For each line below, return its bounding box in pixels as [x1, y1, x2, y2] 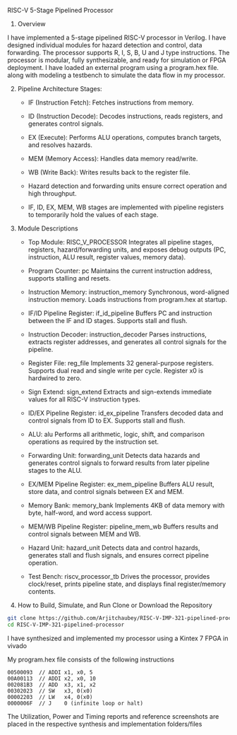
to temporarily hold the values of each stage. [28, 211, 159, 218]
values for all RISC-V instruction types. [28, 395, 141, 404]
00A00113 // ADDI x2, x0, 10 [7, 675, 97, 682]
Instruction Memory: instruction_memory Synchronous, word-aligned [28, 288, 229, 296]
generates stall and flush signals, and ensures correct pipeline [28, 551, 209, 559]
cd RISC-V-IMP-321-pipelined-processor [7, 621, 125, 628]
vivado [7, 641, 27, 649]
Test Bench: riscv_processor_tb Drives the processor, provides [28, 572, 210, 580]
